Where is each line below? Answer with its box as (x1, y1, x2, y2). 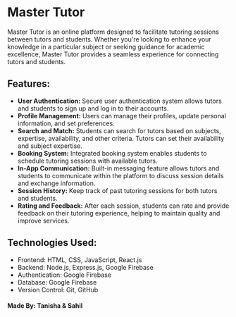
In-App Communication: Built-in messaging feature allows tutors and (17, 163, 220, 173)
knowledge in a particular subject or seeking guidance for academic (7, 42, 205, 51)
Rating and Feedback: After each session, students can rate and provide (17, 201, 230, 210)
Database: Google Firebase (17, 278, 97, 286)
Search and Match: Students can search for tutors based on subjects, (17, 126, 222, 135)
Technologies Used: (7, 237, 97, 249)
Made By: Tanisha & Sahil (7, 302, 83, 310)
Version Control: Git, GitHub (17, 285, 99, 294)
